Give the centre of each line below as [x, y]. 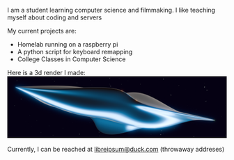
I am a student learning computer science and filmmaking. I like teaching [111, 10]
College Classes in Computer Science [71, 59]
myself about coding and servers [55, 17]
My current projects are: [42, 31]
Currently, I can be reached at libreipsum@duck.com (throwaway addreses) [116, 149]
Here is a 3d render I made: [46, 73]
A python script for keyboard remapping [75, 52]
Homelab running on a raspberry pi [68, 44]
